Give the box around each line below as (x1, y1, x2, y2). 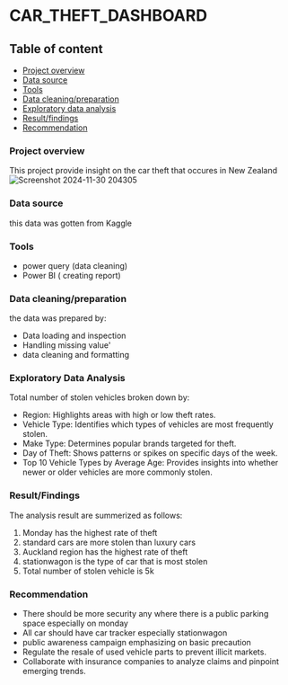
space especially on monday (22, 618, 128, 629)
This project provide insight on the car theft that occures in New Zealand (9, 165, 278, 176)
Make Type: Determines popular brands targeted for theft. (22, 438, 237, 449)
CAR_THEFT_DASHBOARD (9, 5, 208, 26)
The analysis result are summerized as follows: (9, 510, 183, 520)
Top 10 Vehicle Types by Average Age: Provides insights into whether (22, 458, 279, 468)
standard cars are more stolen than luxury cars (22, 537, 196, 547)
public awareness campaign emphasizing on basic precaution (22, 637, 251, 648)
